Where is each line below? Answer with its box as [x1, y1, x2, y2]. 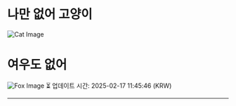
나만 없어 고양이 [7, 6, 93, 22]
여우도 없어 [7, 57, 67, 73]
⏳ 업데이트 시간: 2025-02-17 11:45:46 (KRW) [45, 81, 172, 90]
